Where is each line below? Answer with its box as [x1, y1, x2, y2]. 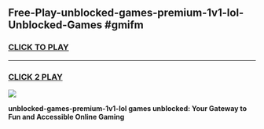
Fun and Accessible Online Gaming [8, 112, 125, 121]
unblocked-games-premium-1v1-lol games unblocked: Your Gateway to [8, 103, 247, 113]
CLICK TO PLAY [8, 42, 69, 53]
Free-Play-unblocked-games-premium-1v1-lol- [8, 6, 244, 20]
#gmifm [104, 19, 144, 32]
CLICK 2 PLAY [8, 71, 63, 82]
